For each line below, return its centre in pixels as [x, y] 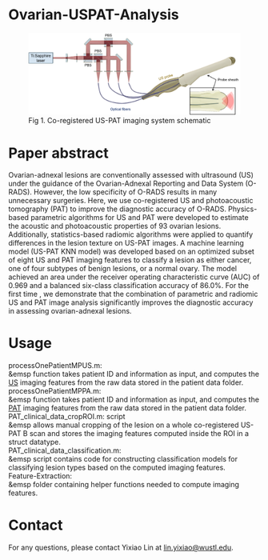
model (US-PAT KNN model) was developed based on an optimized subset [131, 252]
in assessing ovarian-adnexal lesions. [70, 311]
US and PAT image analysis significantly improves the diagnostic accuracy [131, 302]
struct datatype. [35, 442]
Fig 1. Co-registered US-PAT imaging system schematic [120, 121]
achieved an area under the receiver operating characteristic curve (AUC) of [134, 277]
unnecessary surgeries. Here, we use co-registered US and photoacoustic [131, 201]
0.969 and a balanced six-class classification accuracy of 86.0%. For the [129, 286]
